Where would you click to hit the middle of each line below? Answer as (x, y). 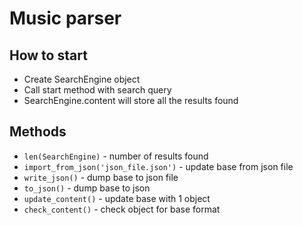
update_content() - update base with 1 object (117, 198)
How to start (48, 55)
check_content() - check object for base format (122, 209)
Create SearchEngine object (82, 79)
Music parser (65, 18)
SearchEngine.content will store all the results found (131, 100)
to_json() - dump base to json (87, 188)
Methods (38, 132)
